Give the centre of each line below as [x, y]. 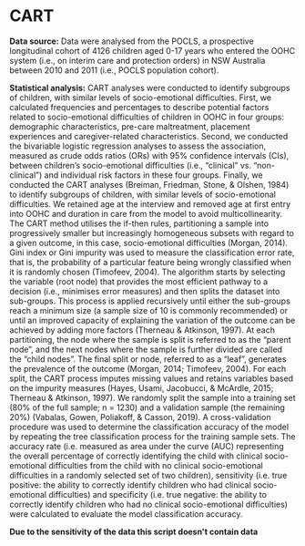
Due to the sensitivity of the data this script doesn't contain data [134, 531]
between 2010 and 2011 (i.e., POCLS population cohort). [114, 70]
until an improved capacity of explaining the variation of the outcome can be [152, 320]
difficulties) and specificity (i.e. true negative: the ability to [158, 494]
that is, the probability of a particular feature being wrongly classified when [150, 262]
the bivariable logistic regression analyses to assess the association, [138, 146]
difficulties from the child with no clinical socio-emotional [156, 465]
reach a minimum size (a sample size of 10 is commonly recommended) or [149, 310]
